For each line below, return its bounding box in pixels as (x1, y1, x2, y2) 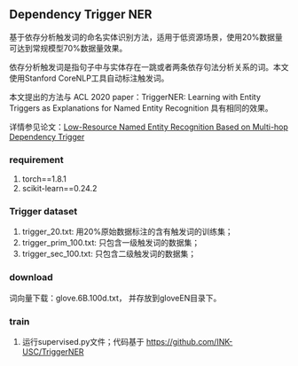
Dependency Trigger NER (9, 7, 153, 22)
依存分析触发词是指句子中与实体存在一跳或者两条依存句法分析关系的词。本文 (9, 61, 289, 72)
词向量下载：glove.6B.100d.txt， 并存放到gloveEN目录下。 (9, 292, 222, 303)
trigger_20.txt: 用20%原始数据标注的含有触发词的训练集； (21, 226, 233, 238)
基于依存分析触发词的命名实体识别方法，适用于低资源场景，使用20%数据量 (9, 31, 284, 43)
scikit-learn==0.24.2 (21, 183, 98, 194)
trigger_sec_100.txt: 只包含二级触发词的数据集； (21, 248, 197, 260)
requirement (9, 153, 64, 166)
